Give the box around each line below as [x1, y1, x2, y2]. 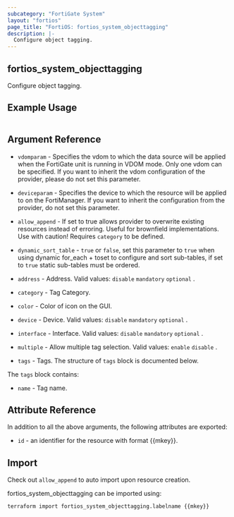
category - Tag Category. [17, 288, 91, 296]
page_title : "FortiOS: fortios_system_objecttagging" [7, 23, 169, 30]
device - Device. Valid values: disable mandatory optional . [17, 315, 188, 324]
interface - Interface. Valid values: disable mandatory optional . [17, 329, 204, 337]
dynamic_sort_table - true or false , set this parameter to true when [17, 245, 215, 254]
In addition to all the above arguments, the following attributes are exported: [7, 422, 228, 431]
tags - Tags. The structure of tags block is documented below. [17, 356, 199, 365]
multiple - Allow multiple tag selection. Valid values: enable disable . [17, 343, 218, 351]
